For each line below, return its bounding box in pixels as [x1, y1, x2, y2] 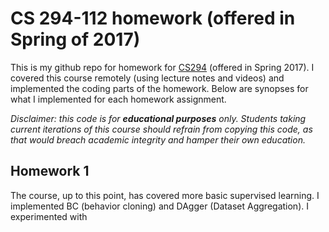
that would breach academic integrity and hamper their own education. [10, 133, 306, 146]
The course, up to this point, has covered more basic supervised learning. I [10, 189, 320, 201]
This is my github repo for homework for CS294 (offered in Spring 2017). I [10, 61, 315, 73]
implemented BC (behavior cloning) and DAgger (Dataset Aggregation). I [10, 200, 309, 212]
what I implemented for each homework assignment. [10, 93, 227, 105]
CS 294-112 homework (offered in [10, 7, 296, 30]
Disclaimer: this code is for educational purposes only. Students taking [10, 112, 307, 124]
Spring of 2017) [10, 28, 141, 51]
